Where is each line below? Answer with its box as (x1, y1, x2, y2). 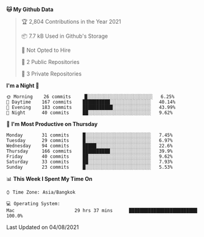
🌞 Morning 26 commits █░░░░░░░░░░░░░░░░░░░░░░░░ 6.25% (6, 94, 175, 100)
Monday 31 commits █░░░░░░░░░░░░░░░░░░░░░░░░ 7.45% (6, 132, 173, 138)
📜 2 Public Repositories (21, 58, 80, 65)
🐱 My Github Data (6, 6, 54, 13)
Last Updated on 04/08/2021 (6, 224, 79, 231)
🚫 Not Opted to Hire (21, 46, 71, 54)
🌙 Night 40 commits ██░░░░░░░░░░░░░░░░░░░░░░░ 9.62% (6, 110, 173, 116)
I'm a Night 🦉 (6, 82, 40, 89)
